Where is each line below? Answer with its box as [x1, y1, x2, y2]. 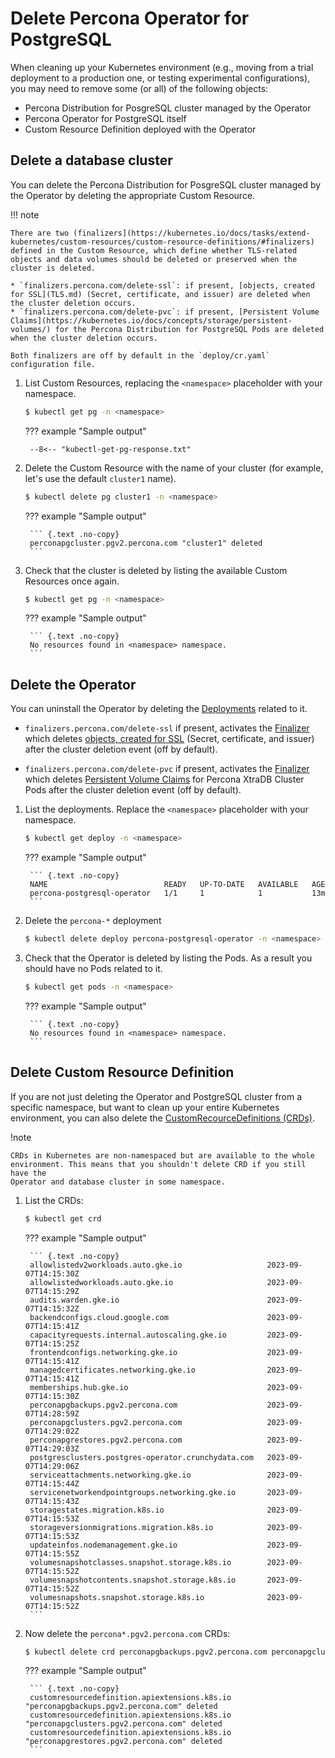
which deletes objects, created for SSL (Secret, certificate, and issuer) [24, 733, 315, 745]
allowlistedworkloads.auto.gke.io [29, 1277, 174, 1287]
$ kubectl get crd [24, 1213, 102, 1224]
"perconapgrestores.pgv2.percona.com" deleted [24, 1737, 223, 1747]
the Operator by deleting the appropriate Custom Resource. [10, 189, 256, 201]
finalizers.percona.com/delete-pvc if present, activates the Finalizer [24, 763, 310, 775]
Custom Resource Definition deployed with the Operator [24, 123, 257, 135]
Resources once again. [24, 575, 120, 587]
